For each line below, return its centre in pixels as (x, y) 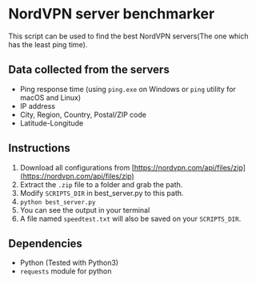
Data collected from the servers (89, 70)
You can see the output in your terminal (85, 210)
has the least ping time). (48, 44)
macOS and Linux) (50, 98)
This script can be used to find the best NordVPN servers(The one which (129, 36)
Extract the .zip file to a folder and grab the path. (101, 184)
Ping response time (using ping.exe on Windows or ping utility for (128, 89)
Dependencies (45, 244)
